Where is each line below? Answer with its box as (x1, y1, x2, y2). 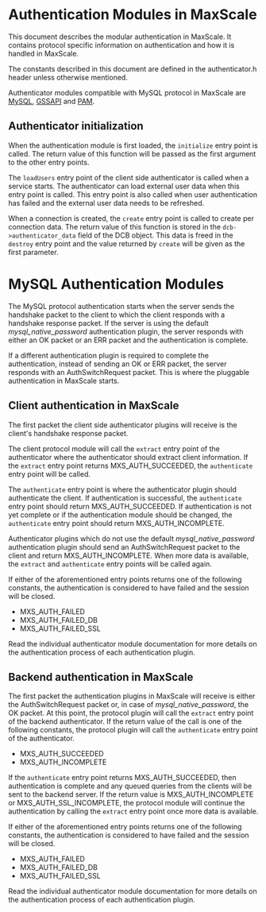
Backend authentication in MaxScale (8, 670, 194, 684)
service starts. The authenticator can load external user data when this (8, 181, 240, 191)
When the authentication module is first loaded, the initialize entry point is (8, 141, 258, 150)
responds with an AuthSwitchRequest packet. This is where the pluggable (8, 367, 250, 377)
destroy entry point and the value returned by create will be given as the (8, 238, 245, 248)
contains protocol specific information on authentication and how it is (8, 40, 235, 49)
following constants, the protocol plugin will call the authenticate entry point (8, 725, 258, 735)
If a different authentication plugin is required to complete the (8, 350, 209, 360)
